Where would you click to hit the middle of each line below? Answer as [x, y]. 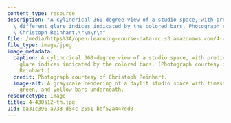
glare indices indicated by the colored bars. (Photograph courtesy [120, 64]
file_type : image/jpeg [40, 45]
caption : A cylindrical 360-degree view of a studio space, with [109, 58]
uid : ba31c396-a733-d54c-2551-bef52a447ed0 [70, 109]
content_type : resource [41, 13]
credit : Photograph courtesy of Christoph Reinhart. [90, 77]
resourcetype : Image [37, 96]
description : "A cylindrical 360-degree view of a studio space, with [110, 20]
